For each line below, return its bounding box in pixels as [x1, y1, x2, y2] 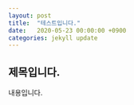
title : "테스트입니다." [8, 19, 81, 27]
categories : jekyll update [8, 33, 98, 42]
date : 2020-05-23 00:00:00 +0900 [8, 26, 127, 34]
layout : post [8, 11, 52, 20]
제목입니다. [8, 65, 61, 79]
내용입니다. [8, 88, 43, 98]
